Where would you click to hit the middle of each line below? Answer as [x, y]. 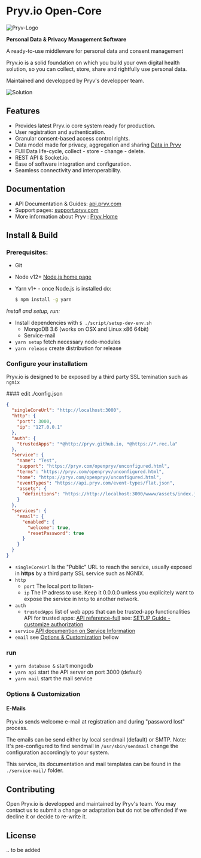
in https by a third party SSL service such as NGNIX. [80, 573]
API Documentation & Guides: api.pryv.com [68, 204]
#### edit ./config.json [34, 394]
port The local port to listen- [59, 586]
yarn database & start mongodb [54, 666]
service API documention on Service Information [75, 630]
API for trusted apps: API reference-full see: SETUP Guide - [97, 618]
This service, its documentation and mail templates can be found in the [94, 764]
